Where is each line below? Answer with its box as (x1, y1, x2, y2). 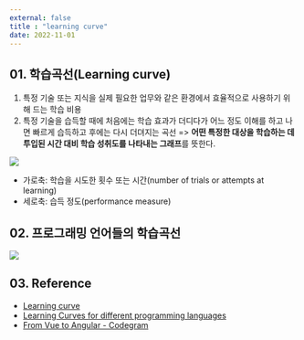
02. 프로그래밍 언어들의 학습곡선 (9, 225, 181, 240)
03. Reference (9, 276, 92, 292)
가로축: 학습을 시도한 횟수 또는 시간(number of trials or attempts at (22, 175, 265, 186)
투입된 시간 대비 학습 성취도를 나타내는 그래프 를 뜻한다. (22, 138, 216, 149)
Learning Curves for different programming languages (22, 310, 226, 321)
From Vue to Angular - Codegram (22, 319, 149, 330)
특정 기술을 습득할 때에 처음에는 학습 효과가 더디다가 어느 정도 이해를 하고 (22, 115, 284, 126)
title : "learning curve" (9, 22, 108, 31)
